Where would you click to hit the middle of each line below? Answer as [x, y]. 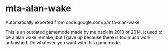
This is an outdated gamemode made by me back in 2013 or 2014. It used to [84, 32]
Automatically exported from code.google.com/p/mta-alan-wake [72, 22]
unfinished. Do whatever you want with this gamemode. [63, 42]
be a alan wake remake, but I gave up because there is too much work [78, 37]
